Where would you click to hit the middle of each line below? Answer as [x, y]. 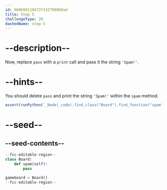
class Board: [19, 159]
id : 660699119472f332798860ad [37, 10]
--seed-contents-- [35, 143]
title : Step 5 [20, 14]
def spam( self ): [31, 164]
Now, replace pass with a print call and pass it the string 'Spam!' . [72, 62]
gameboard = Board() [27, 178]
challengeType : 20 [24, 19]
